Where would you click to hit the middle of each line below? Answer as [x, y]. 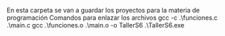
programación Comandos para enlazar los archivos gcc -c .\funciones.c [112, 18]
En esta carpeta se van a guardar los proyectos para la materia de [103, 10]
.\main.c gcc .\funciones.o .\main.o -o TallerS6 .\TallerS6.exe [95, 25]
